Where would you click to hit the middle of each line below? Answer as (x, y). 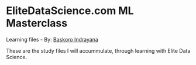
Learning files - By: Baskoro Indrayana (52, 39)
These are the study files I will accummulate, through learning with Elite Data (98, 50)
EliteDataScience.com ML (70, 11)
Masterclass (37, 23)
